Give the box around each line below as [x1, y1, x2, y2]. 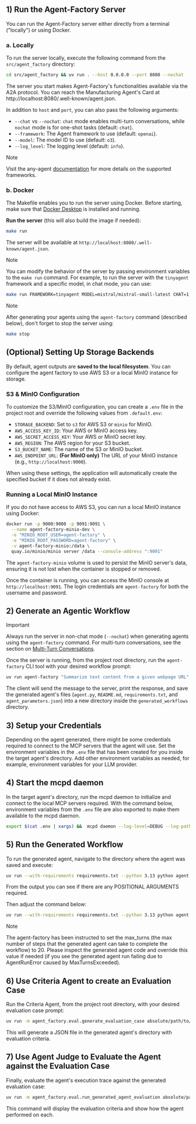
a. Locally [6, 41, 34, 49]
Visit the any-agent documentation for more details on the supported [6, 165, 171, 172]
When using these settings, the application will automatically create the [6, 470, 177, 477]
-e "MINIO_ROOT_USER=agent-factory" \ [11, 532, 106, 538]
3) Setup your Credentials [6, 720, 102, 730]
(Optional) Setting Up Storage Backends [6, 347, 155, 357]
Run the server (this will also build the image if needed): [6, 217, 141, 224]
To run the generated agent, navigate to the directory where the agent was [6, 855, 185, 862]
